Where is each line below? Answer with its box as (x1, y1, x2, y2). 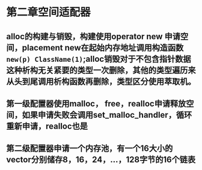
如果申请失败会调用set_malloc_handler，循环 (22, 109, 192, 120)
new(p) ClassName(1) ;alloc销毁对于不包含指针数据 (6, 53, 191, 64)
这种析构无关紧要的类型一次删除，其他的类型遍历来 (6, 65, 196, 75)
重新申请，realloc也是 (6, 121, 88, 131)
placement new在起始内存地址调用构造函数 (22, 43, 184, 53)
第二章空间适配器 (6, 5, 91, 19)
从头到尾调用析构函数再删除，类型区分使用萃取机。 (6, 76, 196, 87)
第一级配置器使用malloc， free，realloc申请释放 (6, 99, 186, 109)
